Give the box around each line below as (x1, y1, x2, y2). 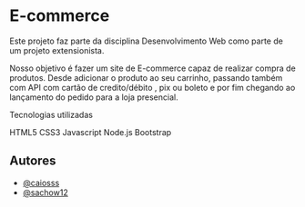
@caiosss (22, 177, 60, 188)
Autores (9, 153, 56, 169)
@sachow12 (22, 187, 68, 198)
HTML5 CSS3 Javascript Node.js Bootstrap (9, 126, 172, 137)
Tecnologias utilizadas (9, 109, 94, 120)
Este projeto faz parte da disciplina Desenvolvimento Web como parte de (9, 35, 284, 46)
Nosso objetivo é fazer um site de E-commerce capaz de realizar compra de (9, 63, 296, 74)
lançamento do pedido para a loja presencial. (9, 92, 179, 103)
